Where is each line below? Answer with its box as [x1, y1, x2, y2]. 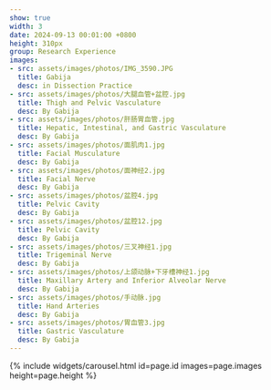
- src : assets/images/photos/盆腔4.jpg [9, 191, 159, 200]
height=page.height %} [9, 370, 98, 381]
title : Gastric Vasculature [17, 327, 125, 336]
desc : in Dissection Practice [17, 81, 132, 90]
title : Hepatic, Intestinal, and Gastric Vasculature [17, 124, 226, 133]
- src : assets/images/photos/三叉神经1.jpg [9, 242, 172, 251]
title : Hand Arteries [17, 302, 100, 311]
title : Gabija [17, 73, 71, 82]
